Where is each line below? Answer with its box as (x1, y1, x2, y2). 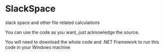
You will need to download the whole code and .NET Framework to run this (5, 38, 159, 45)
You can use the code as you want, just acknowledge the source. (5, 29, 139, 35)
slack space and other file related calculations (5, 19, 100, 25)
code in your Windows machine (5, 44, 70, 50)
